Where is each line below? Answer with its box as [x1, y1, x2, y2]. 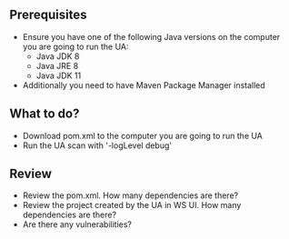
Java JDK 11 [35, 70, 82, 81]
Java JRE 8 [35, 60, 79, 71]
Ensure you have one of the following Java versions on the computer [22, 31, 281, 42]
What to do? [9, 106, 80, 122]
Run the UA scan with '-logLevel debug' [22, 140, 173, 151]
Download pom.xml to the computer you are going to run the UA [22, 130, 264, 141]
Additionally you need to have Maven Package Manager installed [22, 79, 265, 90]
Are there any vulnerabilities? [22, 219, 133, 230]
